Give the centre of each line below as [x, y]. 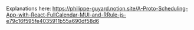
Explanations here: [29, 9]
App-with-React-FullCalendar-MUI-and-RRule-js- [66, 15]
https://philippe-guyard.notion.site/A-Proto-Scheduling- [120, 9]
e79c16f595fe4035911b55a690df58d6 [53, 21]
